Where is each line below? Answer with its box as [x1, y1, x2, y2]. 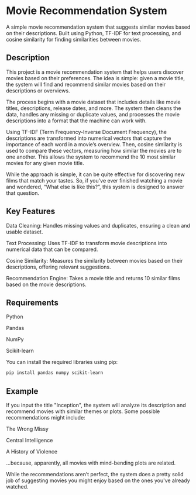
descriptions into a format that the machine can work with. [6, 117, 147, 124]
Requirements [6, 297, 59, 308]
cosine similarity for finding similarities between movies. [6, 36, 142, 43]
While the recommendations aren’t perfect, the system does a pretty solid [6, 471, 184, 478]
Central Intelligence [6, 437, 53, 444]
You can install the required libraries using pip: [6, 359, 118, 366]
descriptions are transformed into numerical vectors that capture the [6, 135, 171, 142]
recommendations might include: [6, 414, 86, 421]
